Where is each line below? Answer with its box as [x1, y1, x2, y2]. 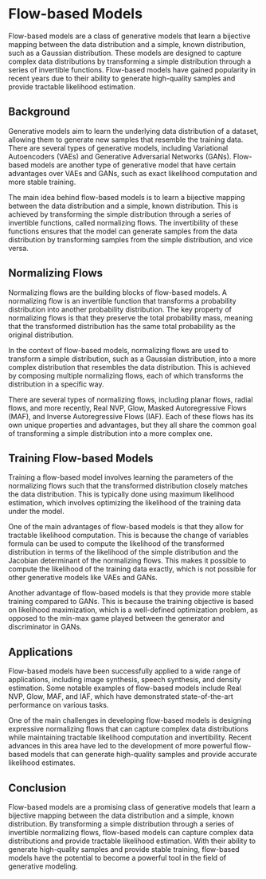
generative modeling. [8, 861, 78, 871]
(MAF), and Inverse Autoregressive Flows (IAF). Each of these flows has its [8, 411, 254, 421]
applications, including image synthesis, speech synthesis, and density [8, 675, 241, 685]
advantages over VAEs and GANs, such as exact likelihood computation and [8, 168, 257, 178]
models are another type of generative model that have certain [30, 160, 237, 170]
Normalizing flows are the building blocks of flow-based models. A [8, 288, 228, 297]
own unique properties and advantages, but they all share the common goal [8, 420, 257, 430]
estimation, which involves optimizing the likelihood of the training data [8, 498, 241, 508]
